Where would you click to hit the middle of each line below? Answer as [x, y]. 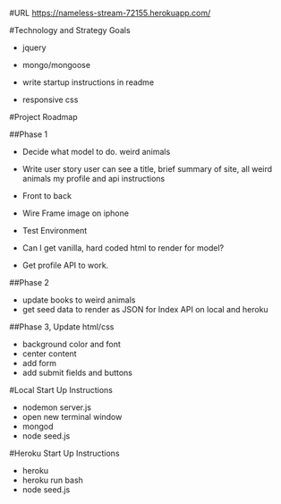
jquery [34, 47]
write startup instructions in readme [88, 82]
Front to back [47, 196]
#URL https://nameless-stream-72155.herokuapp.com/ [110, 13]
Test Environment [55, 231]
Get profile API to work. [65, 265]
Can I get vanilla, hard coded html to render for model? [123, 248]
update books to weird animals [79, 300]
